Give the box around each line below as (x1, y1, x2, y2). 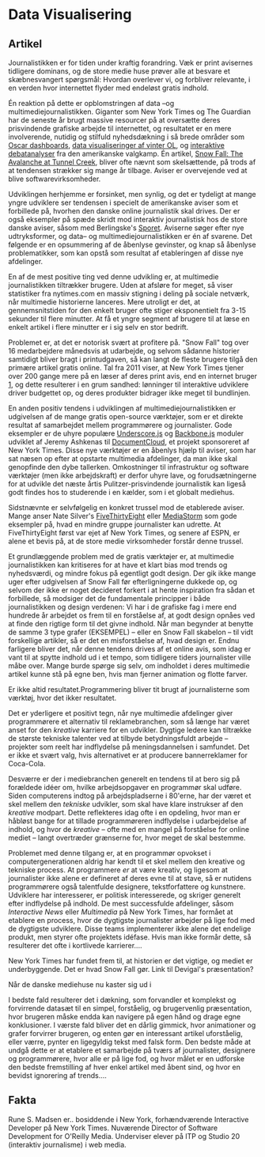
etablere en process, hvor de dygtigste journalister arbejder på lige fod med (8, 916, 256, 924)
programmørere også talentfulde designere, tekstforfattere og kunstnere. (8, 882, 246, 891)
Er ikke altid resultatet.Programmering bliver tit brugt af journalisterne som (8, 685, 251, 694)
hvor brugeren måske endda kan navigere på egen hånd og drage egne (8, 1012, 241, 1021)
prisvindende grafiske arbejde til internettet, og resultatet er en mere (8, 124, 232, 133)
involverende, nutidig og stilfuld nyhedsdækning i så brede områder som (8, 132, 245, 142)
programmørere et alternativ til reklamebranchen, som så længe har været (8, 717, 250, 726)
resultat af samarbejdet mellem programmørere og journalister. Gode (8, 421, 233, 429)
